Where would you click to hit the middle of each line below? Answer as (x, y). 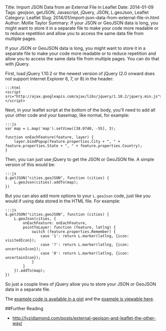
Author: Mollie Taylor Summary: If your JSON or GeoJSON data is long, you (82, 23)
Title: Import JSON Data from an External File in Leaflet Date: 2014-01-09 (80, 7)
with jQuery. (17, 64)
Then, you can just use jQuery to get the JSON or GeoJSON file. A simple (80, 159)
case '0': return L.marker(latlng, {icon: (85, 253)
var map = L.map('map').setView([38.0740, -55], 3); (61, 128)
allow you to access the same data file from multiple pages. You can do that (82, 59)
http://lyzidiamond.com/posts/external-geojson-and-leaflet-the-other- (84, 318)
